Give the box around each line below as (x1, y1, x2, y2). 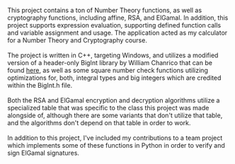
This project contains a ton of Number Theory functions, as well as (7, 6, 202, 14)
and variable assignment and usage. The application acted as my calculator (7, 28, 228, 37)
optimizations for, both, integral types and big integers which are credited (7, 74, 222, 82)
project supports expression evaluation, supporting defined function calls (7, 21, 222, 29)
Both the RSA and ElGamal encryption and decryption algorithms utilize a (7, 96, 220, 105)
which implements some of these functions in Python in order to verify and (7, 141, 225, 149)
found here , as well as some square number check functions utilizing (7, 66, 209, 74)
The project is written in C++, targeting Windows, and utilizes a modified (7, 51, 219, 59)
